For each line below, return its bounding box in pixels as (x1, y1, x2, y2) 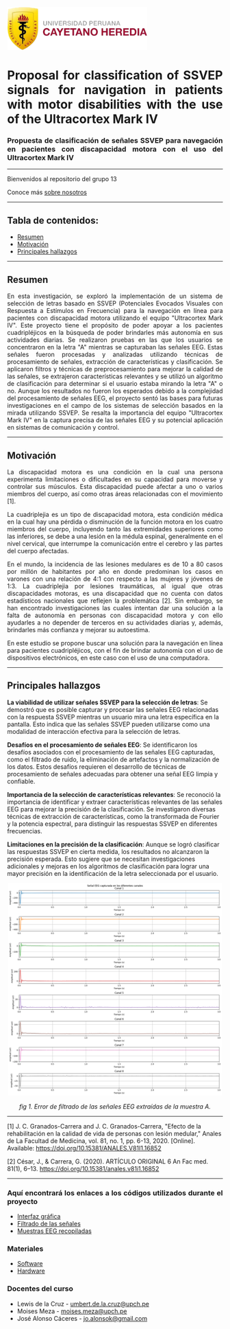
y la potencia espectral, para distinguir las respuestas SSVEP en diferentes (7, 820, 218, 828)
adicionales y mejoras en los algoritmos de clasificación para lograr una (7, 862, 210, 870)
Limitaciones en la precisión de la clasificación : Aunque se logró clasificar (7, 840, 220, 848)
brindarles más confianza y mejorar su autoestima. (7, 625, 151, 634)
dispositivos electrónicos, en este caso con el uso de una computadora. (7, 654, 210, 662)
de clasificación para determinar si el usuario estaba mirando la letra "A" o (7, 380, 223, 388)
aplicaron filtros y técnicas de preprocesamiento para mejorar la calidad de (7, 365, 223, 373)
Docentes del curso (7, 1284, 74, 1293)
